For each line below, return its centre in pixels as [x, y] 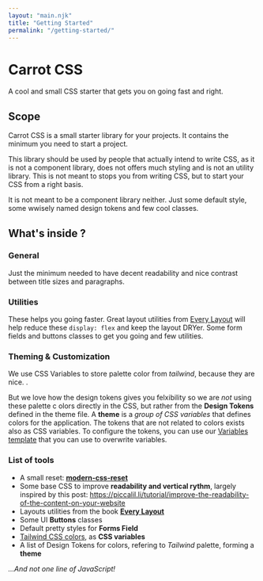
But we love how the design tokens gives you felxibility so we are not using [130, 398]
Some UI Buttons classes [61, 519]
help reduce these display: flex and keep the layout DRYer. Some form [126, 328]
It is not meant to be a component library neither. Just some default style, [128, 200]
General [24, 256]
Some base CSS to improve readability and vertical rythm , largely [128, 486]
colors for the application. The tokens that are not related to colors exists [126, 423]
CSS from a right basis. [46, 185]
